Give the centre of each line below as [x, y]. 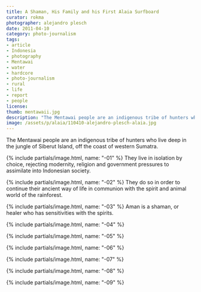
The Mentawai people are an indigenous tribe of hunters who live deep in [96, 140]
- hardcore [20, 73]
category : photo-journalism [41, 34]
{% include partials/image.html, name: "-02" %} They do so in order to [93, 182]
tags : [13, 39]
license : [17, 106]
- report [17, 95]
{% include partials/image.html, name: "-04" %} [65, 224]
